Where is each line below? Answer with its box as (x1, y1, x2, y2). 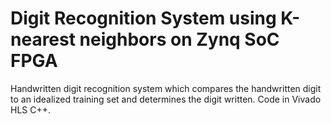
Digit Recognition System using (10, 7, 277, 30)
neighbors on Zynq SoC (79, 28, 280, 51)
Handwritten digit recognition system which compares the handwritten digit (10, 82, 322, 94)
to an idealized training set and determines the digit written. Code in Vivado (10, 93, 322, 105)
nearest (10, 28, 76, 51)
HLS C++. (10, 103, 52, 116)
